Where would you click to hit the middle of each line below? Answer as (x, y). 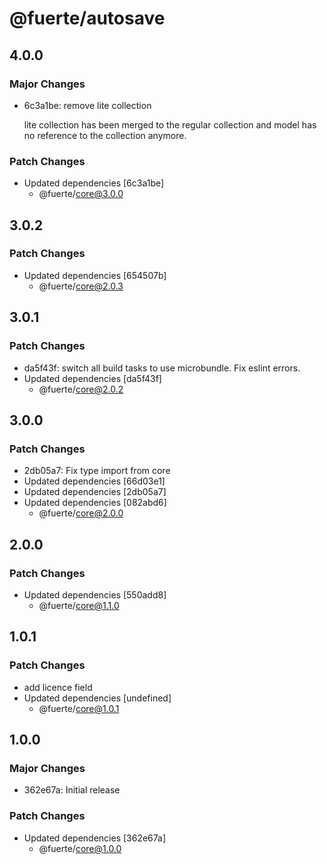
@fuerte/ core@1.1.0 (79, 605)
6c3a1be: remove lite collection (87, 105)
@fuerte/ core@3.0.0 (81, 194)
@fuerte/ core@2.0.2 (81, 389)
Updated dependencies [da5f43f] (92, 378)
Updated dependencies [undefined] (97, 698)
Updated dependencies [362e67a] (95, 838)
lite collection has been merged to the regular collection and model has (170, 124)
